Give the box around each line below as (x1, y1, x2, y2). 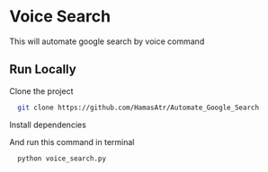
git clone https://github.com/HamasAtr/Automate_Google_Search (17, 103, 259, 112)
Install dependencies (9, 119, 87, 130)
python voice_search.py (17, 154, 106, 163)
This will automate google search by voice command (9, 36, 205, 47)
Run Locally (9, 62, 76, 77)
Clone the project (9, 85, 74, 96)
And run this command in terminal (9, 136, 135, 147)
